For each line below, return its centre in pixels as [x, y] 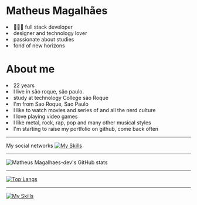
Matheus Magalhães [57, 11]
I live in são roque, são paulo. [49, 91]
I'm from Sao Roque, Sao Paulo [51, 104]
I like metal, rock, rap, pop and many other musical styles [82, 122]
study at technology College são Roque [61, 98]
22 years [24, 85]
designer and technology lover [50, 33]
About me [30, 69]
